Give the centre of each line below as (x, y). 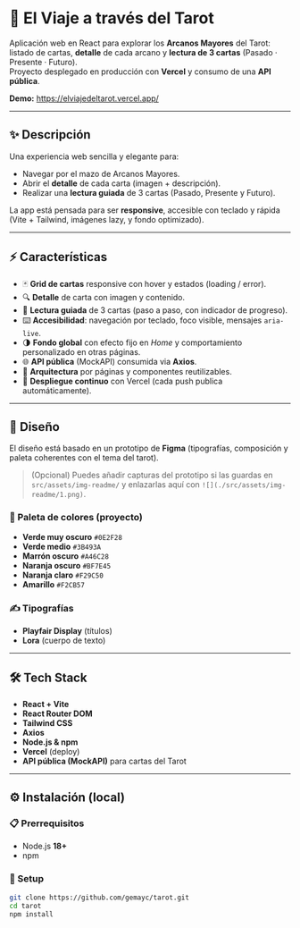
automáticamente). (57, 390)
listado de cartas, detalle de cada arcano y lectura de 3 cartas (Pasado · (144, 52)
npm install (31, 914)
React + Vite (46, 704)
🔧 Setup (27, 879)
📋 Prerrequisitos (47, 823)
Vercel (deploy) (51, 751)
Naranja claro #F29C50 (63, 575)
